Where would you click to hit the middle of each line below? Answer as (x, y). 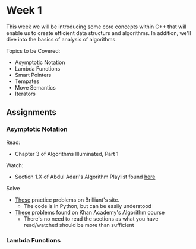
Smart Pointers (33, 75)
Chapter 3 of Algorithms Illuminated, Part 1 (67, 154)
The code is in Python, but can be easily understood (88, 206)
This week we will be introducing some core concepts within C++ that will (97, 27)
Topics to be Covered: (33, 50)
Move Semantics (35, 87)
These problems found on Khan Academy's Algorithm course (90, 212)
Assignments (31, 112)
